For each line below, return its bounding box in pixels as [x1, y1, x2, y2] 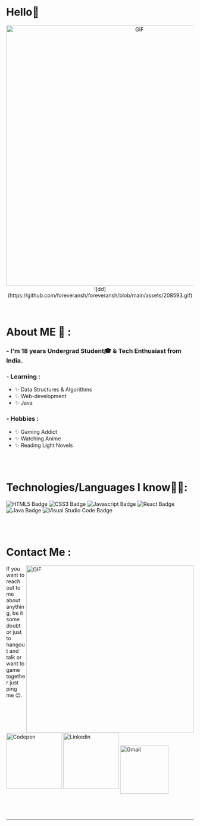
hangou [6, 641, 25, 648]
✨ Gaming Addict [14, 428, 58, 435]
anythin [6, 603, 25, 610]
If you [6, 565, 21, 572]
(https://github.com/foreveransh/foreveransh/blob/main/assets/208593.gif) [7, 292, 193, 299]
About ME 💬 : [6, 326, 71, 339]
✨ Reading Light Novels [14, 442, 73, 449]
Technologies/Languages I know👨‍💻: [6, 480, 188, 494]
